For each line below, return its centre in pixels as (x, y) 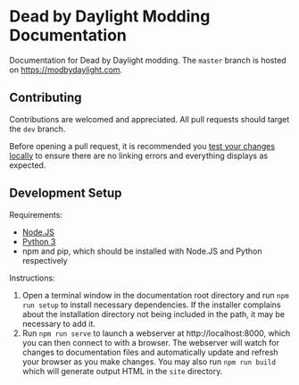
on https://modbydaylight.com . (66, 70)
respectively (45, 260)
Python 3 (39, 241)
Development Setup (66, 193)
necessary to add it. (59, 323)
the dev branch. (37, 129)
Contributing (46, 98)
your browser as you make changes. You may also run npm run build (149, 361)
